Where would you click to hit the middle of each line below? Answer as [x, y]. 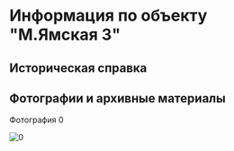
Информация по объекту [108, 16]
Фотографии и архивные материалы [118, 98]
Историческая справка [78, 68]
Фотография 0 [36, 120]
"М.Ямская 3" [65, 35]
